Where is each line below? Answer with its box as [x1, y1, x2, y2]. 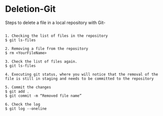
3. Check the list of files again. [5, 59, 78, 64]
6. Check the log [5, 102, 41, 107]
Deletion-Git [5, 3, 56, 15]
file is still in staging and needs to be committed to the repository [5, 76, 154, 81]
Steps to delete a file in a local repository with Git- [5, 20, 106, 25]
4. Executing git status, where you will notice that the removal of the [5, 72, 159, 77]
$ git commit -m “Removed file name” [5, 93, 82, 98]
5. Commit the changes [5, 85, 51, 90]
